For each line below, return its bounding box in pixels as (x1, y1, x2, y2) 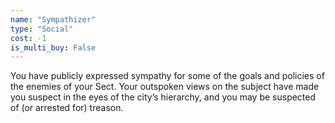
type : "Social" (10, 24, 74, 34)
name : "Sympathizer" (10, 14, 97, 25)
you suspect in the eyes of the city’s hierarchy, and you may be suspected (10, 91, 317, 103)
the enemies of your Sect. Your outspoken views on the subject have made (10, 81, 320, 93)
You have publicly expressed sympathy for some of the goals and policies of (10, 70, 325, 82)
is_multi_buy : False (10, 42, 97, 53)
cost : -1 (10, 33, 47, 43)
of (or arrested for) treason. (10, 102, 124, 114)
